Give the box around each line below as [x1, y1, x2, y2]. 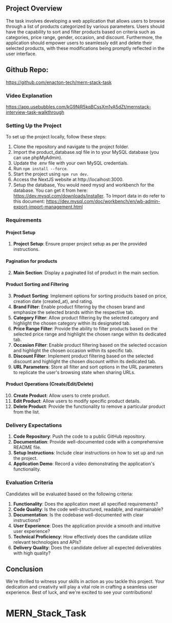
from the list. [13, 408, 40, 415]
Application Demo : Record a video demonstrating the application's [13, 460, 155, 467]
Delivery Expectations [6, 421, 62, 429]
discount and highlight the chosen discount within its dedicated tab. [13, 358, 157, 364]
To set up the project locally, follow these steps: [6, 134, 107, 140]
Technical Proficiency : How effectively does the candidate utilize [13, 533, 152, 540]
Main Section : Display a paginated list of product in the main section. [13, 270, 159, 276]
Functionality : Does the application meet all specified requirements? [13, 501, 158, 507]
